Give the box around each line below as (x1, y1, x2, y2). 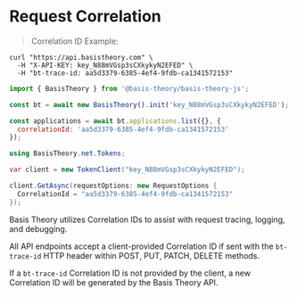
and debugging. (9, 223, 68, 234)
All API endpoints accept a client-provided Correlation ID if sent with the (9, 241, 274, 252)
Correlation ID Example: (30, 36, 119, 46)
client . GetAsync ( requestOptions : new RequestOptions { (9, 181, 218, 191)
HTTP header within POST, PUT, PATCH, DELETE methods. (43, 250, 260, 260)
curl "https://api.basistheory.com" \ (9, 53, 153, 62)
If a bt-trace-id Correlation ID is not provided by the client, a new (9, 268, 252, 278)
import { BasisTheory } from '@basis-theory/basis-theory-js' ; (9, 84, 250, 93)
